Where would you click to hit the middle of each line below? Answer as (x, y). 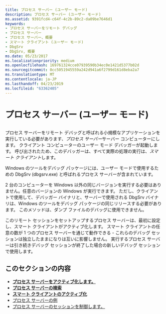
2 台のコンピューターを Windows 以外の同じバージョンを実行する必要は (79, 185)
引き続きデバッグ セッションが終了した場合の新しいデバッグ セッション (87, 245)
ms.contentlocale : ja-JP (31, 79)
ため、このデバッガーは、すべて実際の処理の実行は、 (95, 151)
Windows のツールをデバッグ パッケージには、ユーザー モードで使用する (80, 168)
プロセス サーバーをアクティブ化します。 (54, 281)
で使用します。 (20, 251)
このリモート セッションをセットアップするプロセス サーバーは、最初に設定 (83, 220)
